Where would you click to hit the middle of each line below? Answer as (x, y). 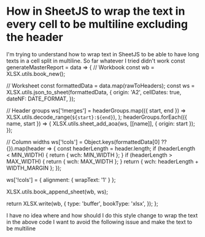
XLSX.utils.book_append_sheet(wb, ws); (57, 192)
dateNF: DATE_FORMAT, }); (41, 99)
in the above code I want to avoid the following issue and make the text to (99, 222)
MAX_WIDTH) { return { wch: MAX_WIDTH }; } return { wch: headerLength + (102, 161)
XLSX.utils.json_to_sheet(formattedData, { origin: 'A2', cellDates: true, (94, 92)
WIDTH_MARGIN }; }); (34, 168)
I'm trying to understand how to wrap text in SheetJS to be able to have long (103, 54)
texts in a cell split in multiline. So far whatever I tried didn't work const (96, 61)
